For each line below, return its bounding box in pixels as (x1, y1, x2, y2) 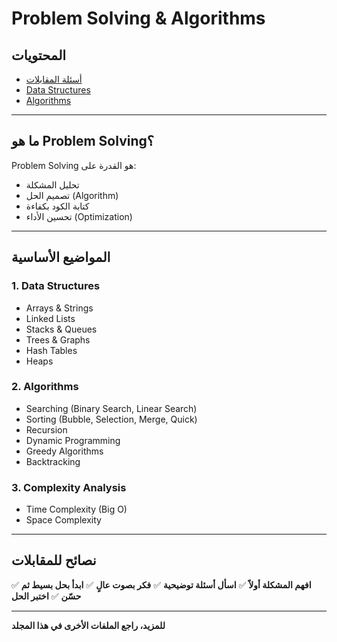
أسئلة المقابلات (25, 73, 83, 85)
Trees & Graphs (25, 333, 91, 346)
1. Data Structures (11, 279, 101, 293)
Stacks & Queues (25, 323, 98, 335)
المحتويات (11, 47, 67, 64)
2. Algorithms (11, 380, 79, 394)
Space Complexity (25, 514, 102, 526)
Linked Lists (25, 312, 76, 324)
